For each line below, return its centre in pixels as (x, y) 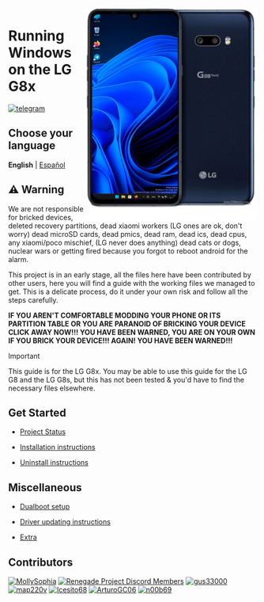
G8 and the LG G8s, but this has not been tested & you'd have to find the (126, 379)
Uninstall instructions (54, 463)
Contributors (41, 562)
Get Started (37, 412)
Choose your (41, 133)
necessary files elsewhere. (52, 388)
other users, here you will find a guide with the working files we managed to (132, 283)
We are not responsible (46, 208)
